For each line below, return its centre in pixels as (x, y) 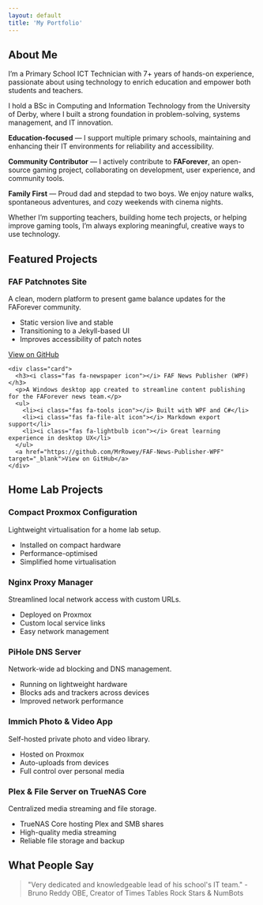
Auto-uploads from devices (64, 762)
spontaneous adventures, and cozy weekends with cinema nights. (116, 202)
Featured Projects (53, 259)
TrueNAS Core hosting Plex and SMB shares (92, 824)
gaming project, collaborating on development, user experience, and (144, 170)
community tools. (36, 178)
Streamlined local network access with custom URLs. (95, 599)
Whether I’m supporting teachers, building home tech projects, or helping (128, 217)
